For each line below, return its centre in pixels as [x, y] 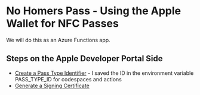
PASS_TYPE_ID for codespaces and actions [68, 79]
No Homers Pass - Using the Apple [94, 11]
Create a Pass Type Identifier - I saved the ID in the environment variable [104, 73]
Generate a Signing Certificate [52, 85]
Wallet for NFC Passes [63, 23]
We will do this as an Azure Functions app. [58, 40]
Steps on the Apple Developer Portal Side [84, 58]
